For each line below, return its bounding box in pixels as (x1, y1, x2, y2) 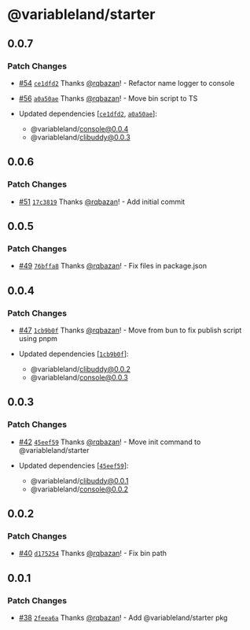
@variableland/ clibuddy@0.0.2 (30, 364, 131, 373)
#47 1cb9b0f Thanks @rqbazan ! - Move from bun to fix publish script (18, 325, 242, 335)
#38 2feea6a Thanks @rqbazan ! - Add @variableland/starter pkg (18, 613, 228, 622)
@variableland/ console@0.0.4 (30, 124, 129, 133)
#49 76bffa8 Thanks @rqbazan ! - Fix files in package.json (18, 261, 208, 271)
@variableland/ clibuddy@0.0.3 (30, 132, 131, 142)
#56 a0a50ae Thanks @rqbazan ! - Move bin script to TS (18, 93, 198, 103)
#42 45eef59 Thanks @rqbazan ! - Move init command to (18, 437, 201, 447)
